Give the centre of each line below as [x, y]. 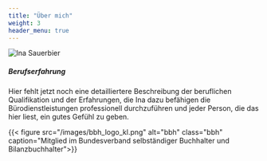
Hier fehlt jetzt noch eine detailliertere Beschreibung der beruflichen [120, 92]
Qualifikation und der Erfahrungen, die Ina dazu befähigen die [110, 100]
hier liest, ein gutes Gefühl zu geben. [69, 117]
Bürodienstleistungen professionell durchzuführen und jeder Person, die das [133, 108]
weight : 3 [25, 23]
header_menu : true [39, 30]
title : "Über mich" [41, 16]
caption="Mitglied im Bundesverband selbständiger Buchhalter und [119, 141]
